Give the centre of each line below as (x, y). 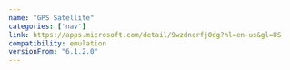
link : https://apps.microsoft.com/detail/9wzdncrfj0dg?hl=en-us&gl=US (145, 35)
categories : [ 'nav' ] (48, 26)
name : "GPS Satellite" (51, 18)
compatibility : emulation (57, 43)
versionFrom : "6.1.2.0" (54, 52)
